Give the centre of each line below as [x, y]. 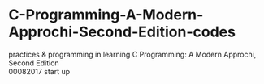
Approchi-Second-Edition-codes [122, 32]
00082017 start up [39, 71]
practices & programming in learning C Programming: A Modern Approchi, [132, 54]
